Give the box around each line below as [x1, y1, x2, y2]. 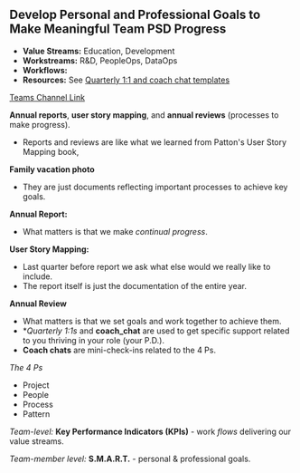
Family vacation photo [9, 163, 95, 175]
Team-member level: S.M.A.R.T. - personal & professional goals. [9, 453, 251, 464]
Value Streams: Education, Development [22, 45, 175, 56]
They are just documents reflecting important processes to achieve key [22, 181, 288, 192]
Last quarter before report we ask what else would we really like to [22, 261, 271, 272]
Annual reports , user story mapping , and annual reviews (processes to [9, 109, 279, 121]
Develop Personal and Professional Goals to [9, 7, 261, 23]
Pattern [22, 408, 51, 420]
